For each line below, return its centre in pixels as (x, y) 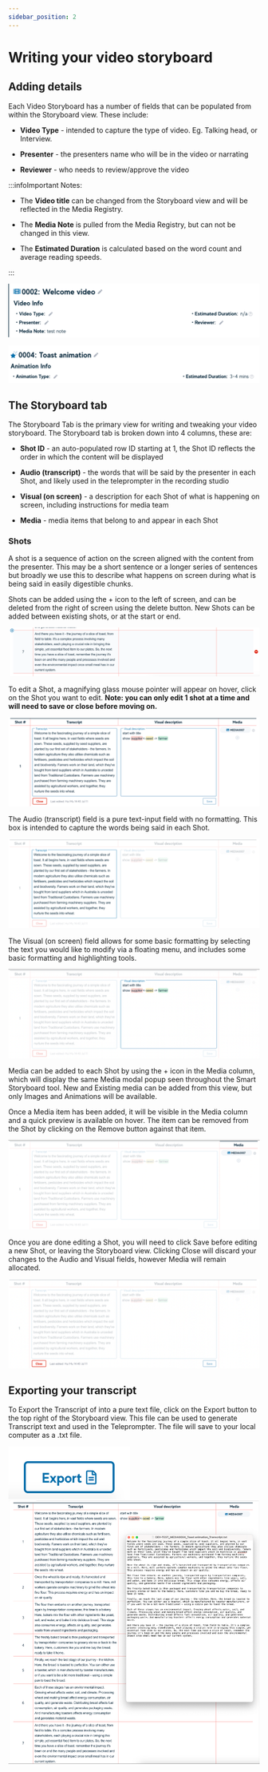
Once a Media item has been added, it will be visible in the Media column (128, 1112)
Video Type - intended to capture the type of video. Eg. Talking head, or (138, 130)
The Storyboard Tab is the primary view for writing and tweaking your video (133, 424)
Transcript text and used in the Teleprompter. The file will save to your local (132, 1427)
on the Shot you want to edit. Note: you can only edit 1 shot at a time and (129, 698)
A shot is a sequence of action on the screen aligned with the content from (131, 559)
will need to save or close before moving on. (83, 707)
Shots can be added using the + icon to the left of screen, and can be (122, 599)
